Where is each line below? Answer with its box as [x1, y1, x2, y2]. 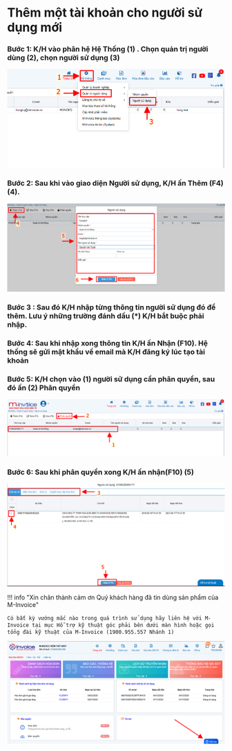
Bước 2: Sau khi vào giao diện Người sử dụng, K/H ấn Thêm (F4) [7, 179, 224, 188]
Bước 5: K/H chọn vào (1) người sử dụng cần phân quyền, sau [7, 374, 215, 383]
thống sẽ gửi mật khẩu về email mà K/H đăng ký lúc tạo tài [7, 347, 206, 356]
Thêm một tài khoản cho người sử [7, 5, 203, 21]
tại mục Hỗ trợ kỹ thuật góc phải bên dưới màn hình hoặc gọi [32, 622, 215, 629]
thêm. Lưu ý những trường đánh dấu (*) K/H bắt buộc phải [7, 311, 204, 320]
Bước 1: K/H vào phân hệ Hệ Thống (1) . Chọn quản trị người [7, 44, 209, 54]
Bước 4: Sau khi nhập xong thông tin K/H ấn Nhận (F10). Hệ [7, 338, 209, 347]
